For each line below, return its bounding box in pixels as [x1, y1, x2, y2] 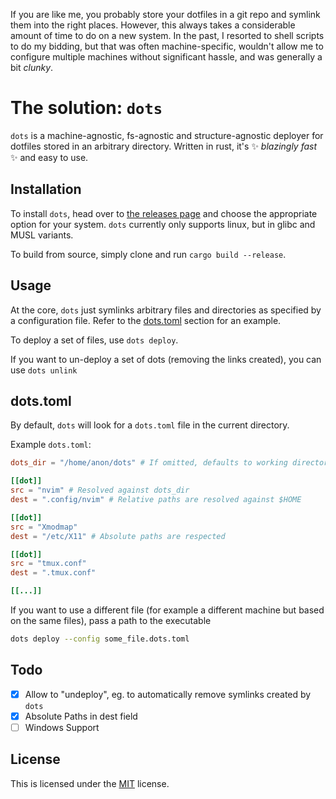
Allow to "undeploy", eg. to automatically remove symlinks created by [24, 688, 312, 700]
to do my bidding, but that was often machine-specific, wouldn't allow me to [10, 40, 324, 52]
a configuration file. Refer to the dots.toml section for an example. [10, 314, 282, 326]
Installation [10, 181, 82, 198]
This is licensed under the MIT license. [10, 777, 170, 789]
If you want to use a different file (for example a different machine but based [10, 604, 325, 616]
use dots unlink [10, 364, 78, 376]
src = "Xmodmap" [10, 522, 78, 532]
